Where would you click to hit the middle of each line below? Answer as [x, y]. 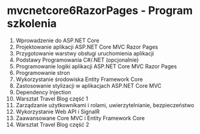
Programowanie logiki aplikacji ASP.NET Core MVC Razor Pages [96, 66]
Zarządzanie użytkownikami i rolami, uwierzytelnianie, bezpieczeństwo [105, 105]
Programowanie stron [43, 72]
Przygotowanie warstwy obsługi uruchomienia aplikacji [85, 53]
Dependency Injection [43, 92]
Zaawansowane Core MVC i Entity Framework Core [80, 118]
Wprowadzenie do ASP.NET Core [58, 40]
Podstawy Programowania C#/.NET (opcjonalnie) [77, 60]
